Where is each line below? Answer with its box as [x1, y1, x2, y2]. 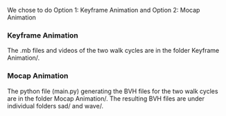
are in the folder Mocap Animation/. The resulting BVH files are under [7, 94, 205, 103]
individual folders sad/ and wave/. [7, 101, 104, 110]
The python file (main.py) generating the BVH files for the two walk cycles [7, 87, 218, 95]
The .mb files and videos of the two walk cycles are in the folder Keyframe [7, 47, 220, 55]
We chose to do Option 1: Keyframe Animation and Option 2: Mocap [7, 6, 200, 14]
